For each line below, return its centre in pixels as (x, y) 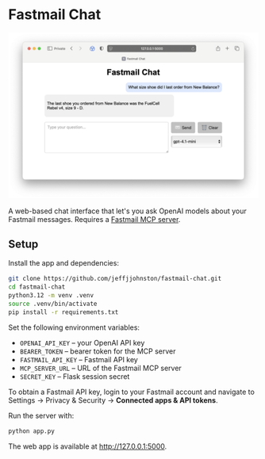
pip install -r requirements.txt (63, 312)
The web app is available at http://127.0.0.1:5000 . (88, 446)
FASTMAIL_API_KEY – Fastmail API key (79, 359)
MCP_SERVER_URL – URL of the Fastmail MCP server (101, 368)
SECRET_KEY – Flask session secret (75, 376)
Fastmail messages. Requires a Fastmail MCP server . (94, 219)
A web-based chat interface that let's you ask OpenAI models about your (128, 211)
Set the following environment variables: (74, 327)
